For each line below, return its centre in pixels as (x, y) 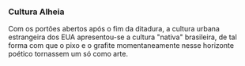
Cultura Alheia (36, 12)
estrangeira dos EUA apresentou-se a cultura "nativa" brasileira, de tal (122, 37)
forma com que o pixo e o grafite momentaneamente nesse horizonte (121, 46)
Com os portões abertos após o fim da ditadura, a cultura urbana (114, 29)
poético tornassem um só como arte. (68, 54)
